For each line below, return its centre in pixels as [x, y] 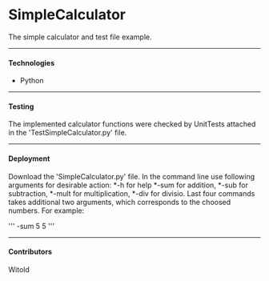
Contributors [30, 252]
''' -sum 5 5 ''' [31, 226]
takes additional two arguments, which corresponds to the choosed [120, 202]
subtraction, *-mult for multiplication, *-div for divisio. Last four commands [132, 193]
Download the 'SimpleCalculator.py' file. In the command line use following [132, 176]
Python [32, 81]
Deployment [29, 159]
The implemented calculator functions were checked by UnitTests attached [132, 124]
